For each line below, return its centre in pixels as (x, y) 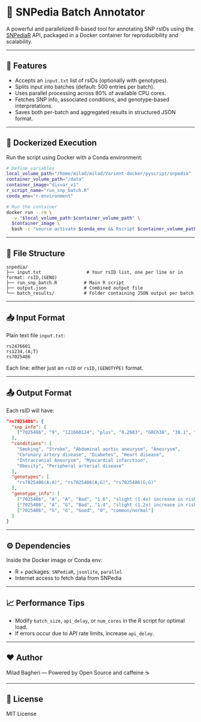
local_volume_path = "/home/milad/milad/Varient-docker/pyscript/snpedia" (99, 174)
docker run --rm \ (29, 212)
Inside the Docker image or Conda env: (54, 560)
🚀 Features (27, 66)
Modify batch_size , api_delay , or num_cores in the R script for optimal (100, 620)
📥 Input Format (36, 318)
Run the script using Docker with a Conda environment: (74, 157)
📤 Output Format (39, 393)
